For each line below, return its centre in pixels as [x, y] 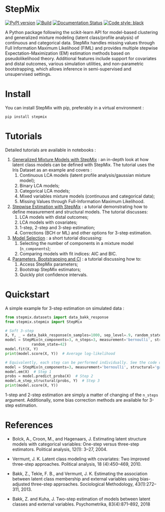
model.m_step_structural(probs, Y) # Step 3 [52, 381]
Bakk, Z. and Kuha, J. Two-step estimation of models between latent [81, 499]
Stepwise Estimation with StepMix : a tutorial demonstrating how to [80, 206]
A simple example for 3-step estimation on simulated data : [65, 308]
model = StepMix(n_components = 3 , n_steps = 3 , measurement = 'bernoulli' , [79, 340]
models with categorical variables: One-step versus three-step [76, 444]
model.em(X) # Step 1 [28, 372]
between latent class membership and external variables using [75, 478]
